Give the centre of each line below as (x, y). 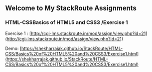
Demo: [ (13, 48)
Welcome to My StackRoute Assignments (71, 8)
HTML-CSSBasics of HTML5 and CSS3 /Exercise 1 (67, 22)
